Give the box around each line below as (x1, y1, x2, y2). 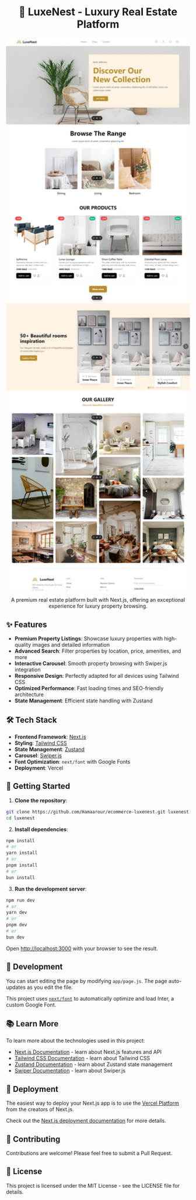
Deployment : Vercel (14, 764, 64, 771)
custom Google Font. (6, 1001, 57, 1008)
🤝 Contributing (6, 1134, 61, 1144)
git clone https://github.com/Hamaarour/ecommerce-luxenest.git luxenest (6, 809, 190, 815)
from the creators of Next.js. (6, 1106, 74, 1113)
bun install (6, 874, 35, 881)
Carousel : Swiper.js (14, 752, 62, 759)
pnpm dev (6, 922, 27, 928)
